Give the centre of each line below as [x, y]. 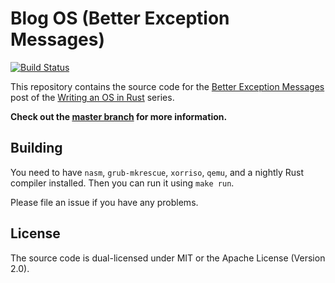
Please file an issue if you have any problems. [104, 202]
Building [36, 148]
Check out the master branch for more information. [119, 116]
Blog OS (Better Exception [120, 18]
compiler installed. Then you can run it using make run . [122, 183]
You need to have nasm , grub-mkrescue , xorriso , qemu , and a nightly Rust [157, 172]
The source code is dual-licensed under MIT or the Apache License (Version [168, 258]
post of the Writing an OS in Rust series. [92, 97]
